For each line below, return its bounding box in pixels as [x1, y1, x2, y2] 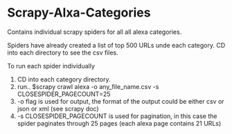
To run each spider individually [7, 61, 96, 70]
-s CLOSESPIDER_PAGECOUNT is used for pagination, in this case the [17, 112, 217, 120]
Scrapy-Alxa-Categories [7, 5, 151, 21]
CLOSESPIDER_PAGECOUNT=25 [17, 90, 111, 98]
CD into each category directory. [17, 75, 111, 84]
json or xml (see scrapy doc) [17, 104, 99, 113]
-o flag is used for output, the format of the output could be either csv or [17, 97, 224, 105]
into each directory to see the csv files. [7, 48, 119, 57]
